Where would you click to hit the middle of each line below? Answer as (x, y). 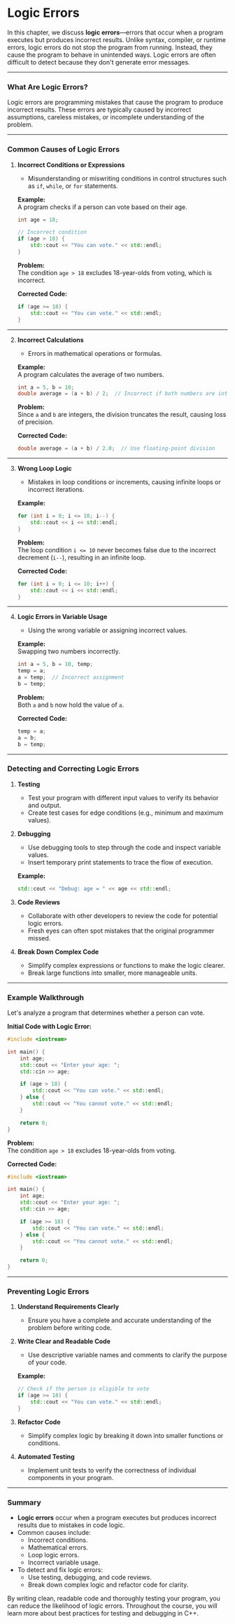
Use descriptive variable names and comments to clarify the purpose (127, 1355)
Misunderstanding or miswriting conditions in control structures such (127, 178)
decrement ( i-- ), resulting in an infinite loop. (81, 557)
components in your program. (71, 1477)
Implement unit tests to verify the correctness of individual (112, 1470)
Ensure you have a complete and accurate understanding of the (120, 1320)
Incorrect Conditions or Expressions (71, 165)
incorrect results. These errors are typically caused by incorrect (99, 109)
